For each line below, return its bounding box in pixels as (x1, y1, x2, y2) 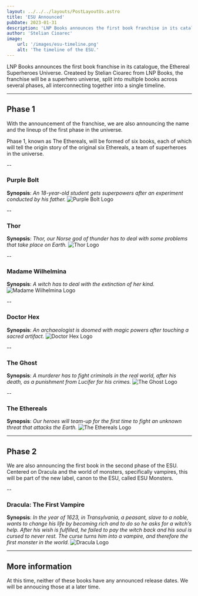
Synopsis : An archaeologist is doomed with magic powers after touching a (6, 326, 189, 333)
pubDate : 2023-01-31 (6, 19, 58, 25)
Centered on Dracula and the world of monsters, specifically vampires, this (6, 468, 188, 476)
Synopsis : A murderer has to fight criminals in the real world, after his (6, 372, 177, 379)
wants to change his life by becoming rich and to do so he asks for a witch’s (6, 520, 192, 527)
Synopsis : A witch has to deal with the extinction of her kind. (6, 280, 155, 288)
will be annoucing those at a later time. (6, 583, 100, 591)
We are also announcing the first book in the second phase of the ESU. (6, 462, 178, 469)
